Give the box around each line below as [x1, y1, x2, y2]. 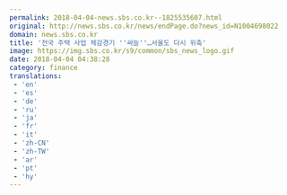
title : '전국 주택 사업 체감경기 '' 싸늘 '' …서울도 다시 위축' [9, 38, 207, 48]
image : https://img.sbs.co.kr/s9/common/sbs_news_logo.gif [9, 47, 235, 56]
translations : [9, 72, 63, 81]
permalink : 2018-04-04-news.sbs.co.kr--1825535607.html [9, 13, 222, 22]
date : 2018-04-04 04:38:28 [9, 55, 110, 64]
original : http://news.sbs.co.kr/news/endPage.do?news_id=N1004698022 [9, 22, 279, 31]
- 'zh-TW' [13, 146, 50, 155]
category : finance [9, 64, 78, 73]
